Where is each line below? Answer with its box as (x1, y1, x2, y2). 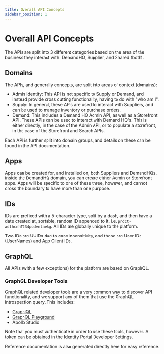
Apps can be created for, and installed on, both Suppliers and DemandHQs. (5, 170, 157, 176)
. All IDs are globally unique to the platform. (51, 223, 139, 229)
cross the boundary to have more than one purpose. (5, 185, 111, 192)
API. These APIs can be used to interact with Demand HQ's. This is (12, 118, 147, 123)
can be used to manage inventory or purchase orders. (12, 107, 121, 113)
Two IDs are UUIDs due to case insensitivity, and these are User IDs (5, 233, 142, 238)
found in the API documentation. (5, 143, 70, 148)
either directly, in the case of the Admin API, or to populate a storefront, (12, 122, 157, 128)
